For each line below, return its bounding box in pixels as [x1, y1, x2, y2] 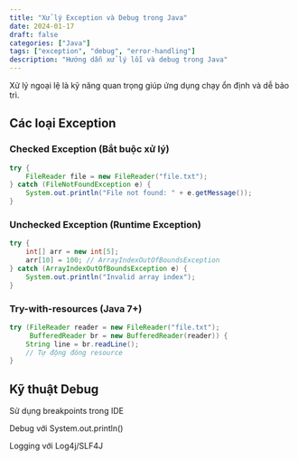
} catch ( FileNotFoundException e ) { [9, 180, 152, 190]
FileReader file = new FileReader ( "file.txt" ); [25, 172, 208, 181]
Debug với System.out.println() [9, 423, 124, 434]
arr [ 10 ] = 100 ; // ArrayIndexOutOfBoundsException [25, 256, 220, 265]
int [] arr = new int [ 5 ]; [25, 248, 119, 257]
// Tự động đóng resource [25, 348, 124, 357]
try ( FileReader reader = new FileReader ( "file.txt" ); [9, 323, 220, 332]
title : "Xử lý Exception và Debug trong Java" [9, 13, 188, 23]
